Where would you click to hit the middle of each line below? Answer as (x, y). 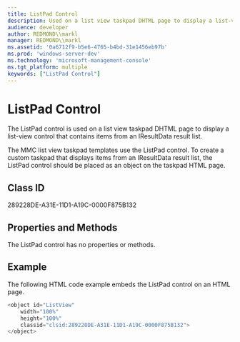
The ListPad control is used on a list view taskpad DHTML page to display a (119, 129)
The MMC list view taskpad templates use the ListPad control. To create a (116, 150)
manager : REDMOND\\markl (44, 41)
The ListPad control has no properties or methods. (81, 245)
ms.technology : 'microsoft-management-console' (80, 61)
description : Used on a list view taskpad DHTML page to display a (110, 21)
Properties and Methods (62, 227)
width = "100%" (40, 311)
